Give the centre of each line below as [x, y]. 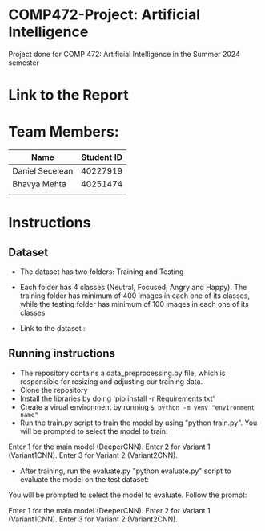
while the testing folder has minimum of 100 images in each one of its [135, 304]
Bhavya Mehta [39, 184]
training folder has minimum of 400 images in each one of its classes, [135, 296]
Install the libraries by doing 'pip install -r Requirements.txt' [117, 398]
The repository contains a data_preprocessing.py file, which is [122, 373]
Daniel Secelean [43, 171]
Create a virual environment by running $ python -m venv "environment [137, 406]
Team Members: [64, 132]
